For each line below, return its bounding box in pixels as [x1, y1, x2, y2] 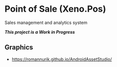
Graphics [4, 43, 33, 52]
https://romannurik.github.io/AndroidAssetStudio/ [11, 56, 112, 62]
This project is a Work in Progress [4, 29, 75, 35]
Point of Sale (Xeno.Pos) [4, 3, 106, 15]
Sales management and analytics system [4, 20, 88, 25]
